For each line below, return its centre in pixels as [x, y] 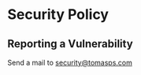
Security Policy [58, 15]
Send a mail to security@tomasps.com [70, 62]
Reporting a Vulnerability [70, 44]
